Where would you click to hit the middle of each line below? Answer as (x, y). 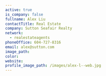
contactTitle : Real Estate (33, 24)
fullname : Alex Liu (25, 19)
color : (12, 56)
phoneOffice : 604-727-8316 (33, 42)
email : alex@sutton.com (30, 47)
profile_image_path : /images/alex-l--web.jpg (53, 65)
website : (14, 61)
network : (14, 33)
